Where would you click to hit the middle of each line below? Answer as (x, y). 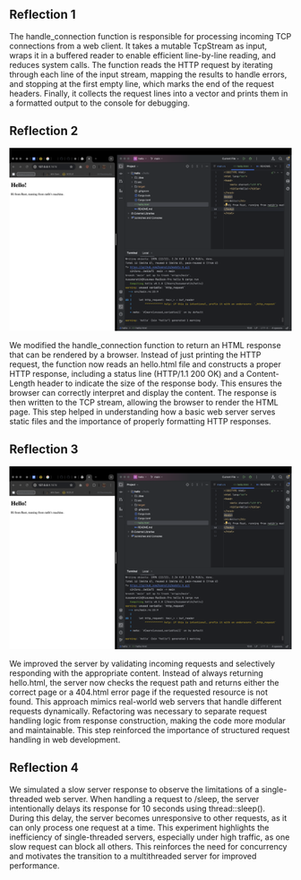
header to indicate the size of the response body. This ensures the (159, 383)
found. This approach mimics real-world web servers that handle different (146, 702)
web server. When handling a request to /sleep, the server (152, 799)
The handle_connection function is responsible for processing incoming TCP (150, 36)
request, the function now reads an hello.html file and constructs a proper (145, 364)
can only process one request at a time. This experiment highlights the (139, 827)
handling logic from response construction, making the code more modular (148, 721)
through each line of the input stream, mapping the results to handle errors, (148, 74)
